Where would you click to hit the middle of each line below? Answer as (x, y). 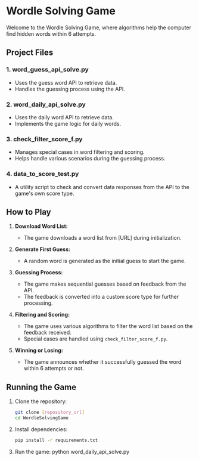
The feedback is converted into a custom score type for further (101, 297)
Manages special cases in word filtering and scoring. (80, 152)
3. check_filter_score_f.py (44, 139)
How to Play (29, 212)
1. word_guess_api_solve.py (48, 70)
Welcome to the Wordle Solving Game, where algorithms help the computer (99, 27)
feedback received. (47, 333)
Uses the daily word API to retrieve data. (64, 117)
